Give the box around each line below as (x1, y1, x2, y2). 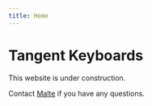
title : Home (8, 11, 49, 20)
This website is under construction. (8, 73, 126, 83)
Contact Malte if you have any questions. (8, 88, 146, 98)
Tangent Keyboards (8, 46, 144, 64)
